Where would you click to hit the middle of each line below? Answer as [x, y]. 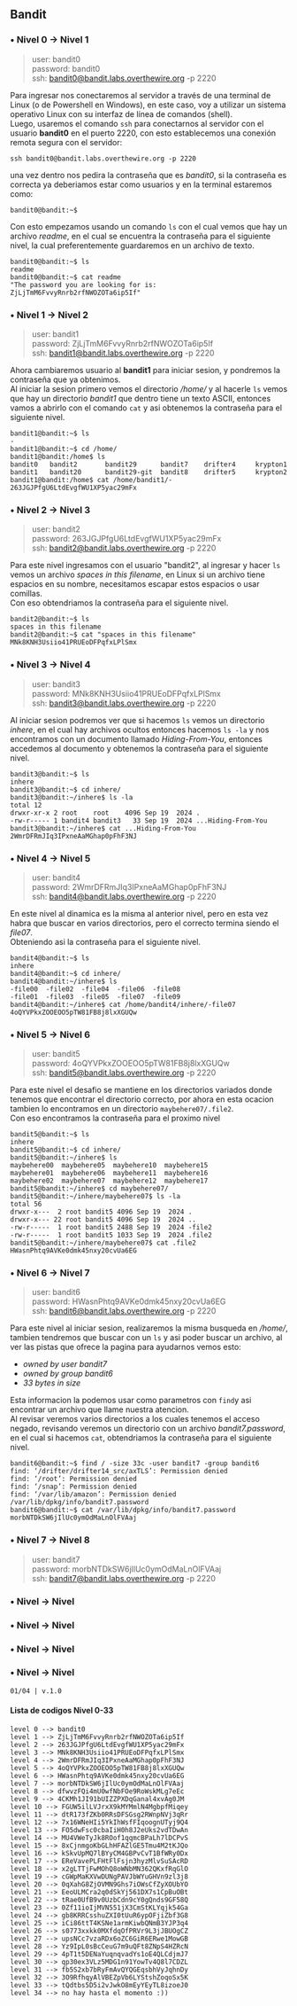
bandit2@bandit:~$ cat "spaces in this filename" [103, 635]
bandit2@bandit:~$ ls [50, 620]
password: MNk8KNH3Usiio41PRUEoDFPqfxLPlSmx [126, 693]
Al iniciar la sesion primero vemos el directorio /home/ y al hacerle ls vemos [149, 388]
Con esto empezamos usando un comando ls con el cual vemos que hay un [149, 226]
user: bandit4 [56, 878]
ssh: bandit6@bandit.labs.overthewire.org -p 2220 [124, 1311]
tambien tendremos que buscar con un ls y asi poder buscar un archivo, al [146, 1338]
